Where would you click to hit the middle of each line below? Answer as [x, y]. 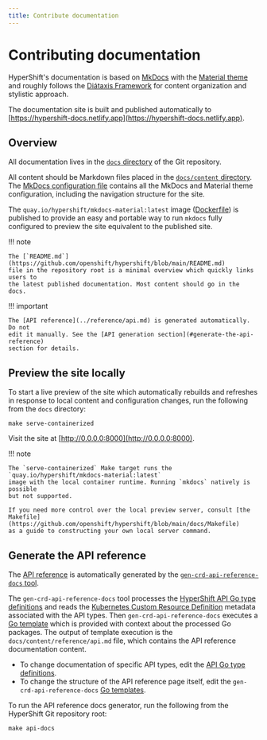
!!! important [28, 306]
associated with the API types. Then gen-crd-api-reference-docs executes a [133, 615]
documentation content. [48, 649]
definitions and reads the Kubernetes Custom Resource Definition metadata [132, 607]
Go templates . [123, 690]
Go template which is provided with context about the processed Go [120, 624]
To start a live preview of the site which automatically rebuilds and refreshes [133, 392]
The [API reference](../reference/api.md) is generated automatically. [129, 321]
